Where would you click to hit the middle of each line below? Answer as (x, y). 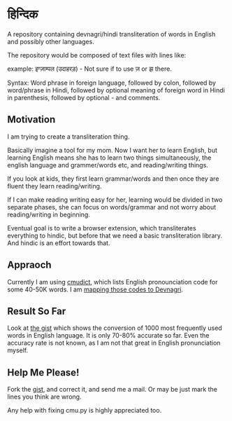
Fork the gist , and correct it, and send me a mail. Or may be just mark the (113, 389)
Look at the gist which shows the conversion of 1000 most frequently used (115, 328)
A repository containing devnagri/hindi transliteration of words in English (111, 34)
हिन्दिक (23, 14)
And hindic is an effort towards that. (59, 243)
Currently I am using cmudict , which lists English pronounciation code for (113, 282)
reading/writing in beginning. (49, 214)
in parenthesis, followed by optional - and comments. (84, 97)
